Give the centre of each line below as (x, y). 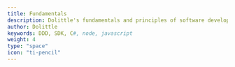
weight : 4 (22, 40)
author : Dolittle (33, 27)
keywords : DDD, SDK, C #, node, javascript (70, 33)
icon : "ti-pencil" (34, 53)
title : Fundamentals (37, 14)
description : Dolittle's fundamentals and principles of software (106, 20)
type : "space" (28, 46)
